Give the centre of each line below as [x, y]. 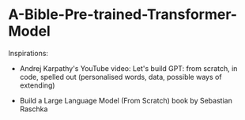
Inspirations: [28, 53]
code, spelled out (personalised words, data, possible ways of [121, 77]
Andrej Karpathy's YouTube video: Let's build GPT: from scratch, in [128, 68]
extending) [37, 85]
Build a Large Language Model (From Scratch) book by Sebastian [126, 100]
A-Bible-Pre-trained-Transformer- [123, 15]
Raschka [34, 109]
